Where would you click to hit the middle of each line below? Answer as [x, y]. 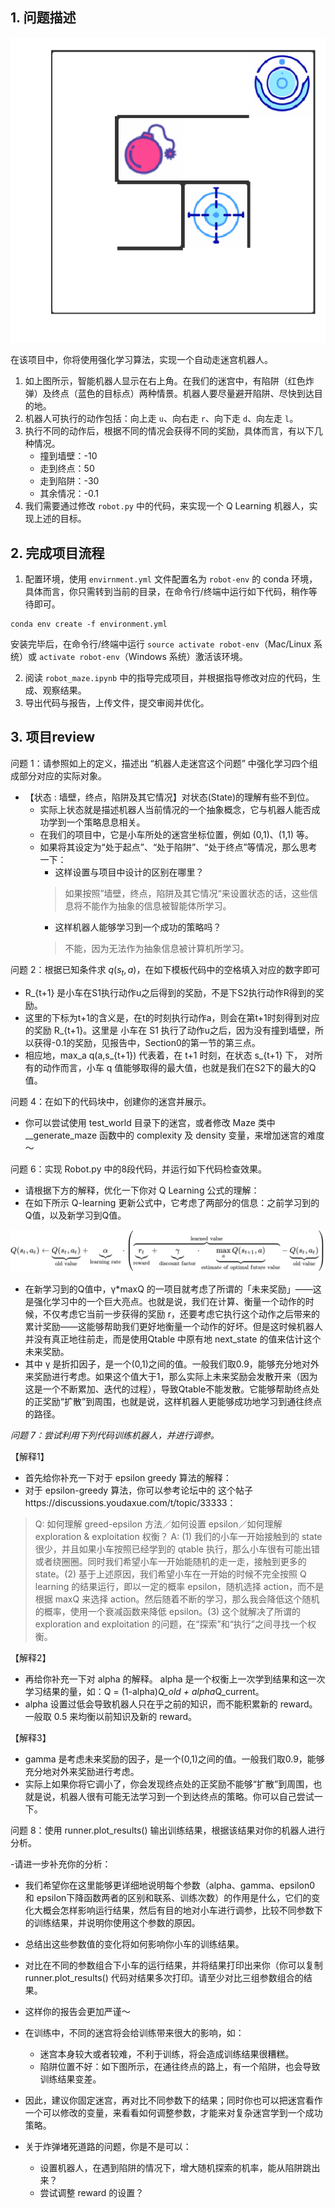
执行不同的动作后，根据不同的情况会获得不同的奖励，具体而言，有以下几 [173, 431]
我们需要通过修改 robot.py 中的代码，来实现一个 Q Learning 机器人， [167, 506]
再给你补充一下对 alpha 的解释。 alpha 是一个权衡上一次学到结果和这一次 [175, 1679]
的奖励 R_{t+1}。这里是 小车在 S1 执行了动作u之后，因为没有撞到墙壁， [170, 1030]
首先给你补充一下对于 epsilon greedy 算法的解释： [128, 1477]
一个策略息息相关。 [106, 822]
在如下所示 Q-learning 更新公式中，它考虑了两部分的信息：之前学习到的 [172, 1202]
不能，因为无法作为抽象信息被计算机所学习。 [157, 948]
